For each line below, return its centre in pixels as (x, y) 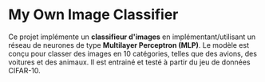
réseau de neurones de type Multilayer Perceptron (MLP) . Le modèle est (129, 45)
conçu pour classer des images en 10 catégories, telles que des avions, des (133, 53)
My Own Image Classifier (93, 15)
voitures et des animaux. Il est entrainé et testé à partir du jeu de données (129, 62)
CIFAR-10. (25, 70)
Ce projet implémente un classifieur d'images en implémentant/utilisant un (132, 37)
